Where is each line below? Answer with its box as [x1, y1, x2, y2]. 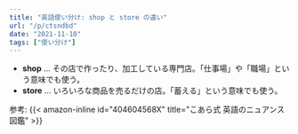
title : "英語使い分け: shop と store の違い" [9, 12, 167, 22]
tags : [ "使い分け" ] [9, 37, 77, 47]
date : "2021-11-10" [9, 29, 82, 38]
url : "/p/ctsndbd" [9, 21, 77, 30]
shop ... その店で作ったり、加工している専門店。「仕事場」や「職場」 [21, 63, 274, 74]
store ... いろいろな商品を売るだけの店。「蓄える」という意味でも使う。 [21, 85, 283, 96]
